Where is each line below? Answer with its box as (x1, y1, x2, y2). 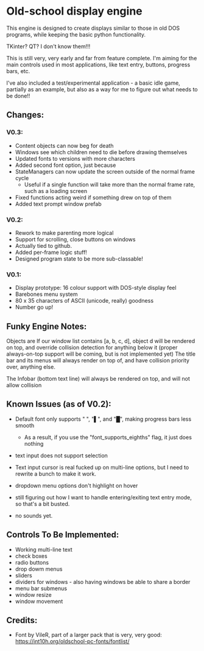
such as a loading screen (24, 187, 88, 194)
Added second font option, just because (15, 161, 116, 169)
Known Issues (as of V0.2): (6, 399, 111, 409)
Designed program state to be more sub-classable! (15, 255, 143, 262)
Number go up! (15, 303, 54, 311)
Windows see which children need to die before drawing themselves (15, 148, 188, 156)
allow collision (6, 382, 42, 389)
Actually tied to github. (15, 242, 72, 249)
